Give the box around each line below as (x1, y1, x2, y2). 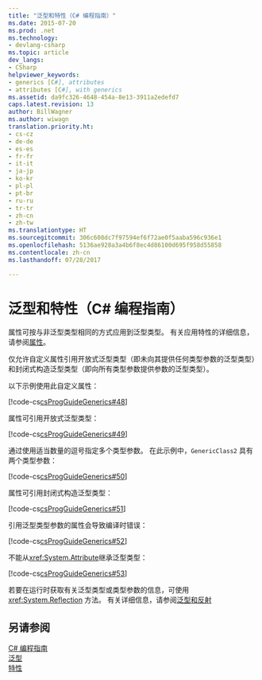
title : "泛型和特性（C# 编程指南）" (8, 11, 117, 20)
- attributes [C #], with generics (8, 85, 123, 94)
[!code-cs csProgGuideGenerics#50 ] (8, 471, 128, 482)
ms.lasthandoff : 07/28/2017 (8, 256, 102, 264)
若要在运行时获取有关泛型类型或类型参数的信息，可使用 (8, 585, 189, 595)
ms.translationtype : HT (8, 226, 87, 235)
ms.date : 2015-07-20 (8, 19, 77, 27)
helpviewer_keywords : (8, 71, 80, 79)
